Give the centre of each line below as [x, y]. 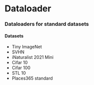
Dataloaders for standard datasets [47, 24]
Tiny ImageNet [27, 47]
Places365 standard [32, 78]
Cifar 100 [21, 68]
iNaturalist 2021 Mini [33, 57]
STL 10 [19, 73]
